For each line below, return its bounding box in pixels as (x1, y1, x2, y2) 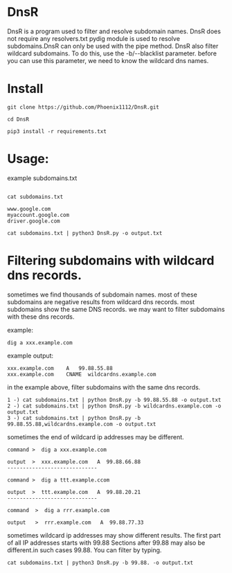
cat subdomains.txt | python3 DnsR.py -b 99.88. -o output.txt (7, 559, 194, 566)
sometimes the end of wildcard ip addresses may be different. (7, 432, 185, 441)
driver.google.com (7, 218, 60, 224)
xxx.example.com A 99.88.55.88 (7, 364, 113, 371)
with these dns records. (7, 312, 75, 321)
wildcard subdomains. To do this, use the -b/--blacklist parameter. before (7, 49, 217, 58)
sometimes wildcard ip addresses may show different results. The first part (7, 531, 222, 539)
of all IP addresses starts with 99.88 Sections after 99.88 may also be (7, 538, 206, 547)
